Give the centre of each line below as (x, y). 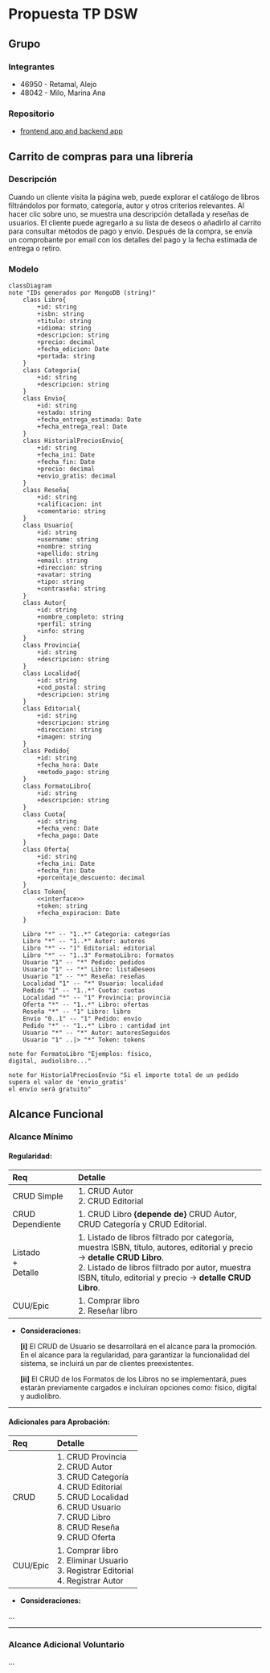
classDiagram (30, 286)
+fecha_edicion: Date (74, 350)
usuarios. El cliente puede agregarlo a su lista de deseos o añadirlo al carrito (135, 222)
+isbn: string (61, 314)
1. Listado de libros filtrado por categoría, (156, 1237)
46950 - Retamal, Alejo (58, 84)
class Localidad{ (52, 673)
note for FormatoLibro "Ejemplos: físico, (80, 1054)
